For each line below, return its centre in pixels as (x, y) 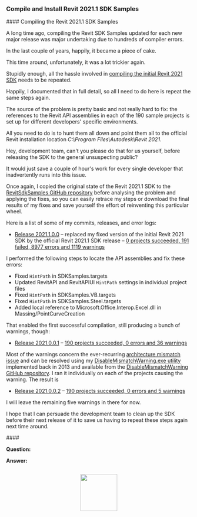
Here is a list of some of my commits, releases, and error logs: (81, 223)
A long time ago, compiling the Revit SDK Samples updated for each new (94, 33)
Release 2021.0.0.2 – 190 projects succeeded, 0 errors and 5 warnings (100, 391)
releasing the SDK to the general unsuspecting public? (72, 157)
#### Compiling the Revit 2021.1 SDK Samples (62, 22)
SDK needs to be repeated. (39, 80)
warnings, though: (28, 331)
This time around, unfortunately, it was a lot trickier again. (76, 62)
